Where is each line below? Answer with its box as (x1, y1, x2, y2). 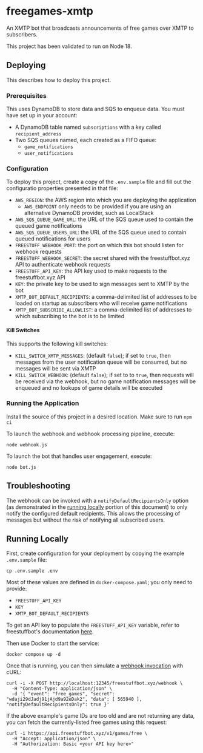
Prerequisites (6, 91, 47, 100)
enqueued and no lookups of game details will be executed (15, 384, 163, 391)
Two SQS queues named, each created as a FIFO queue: (15, 137, 157, 144)
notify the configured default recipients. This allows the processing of (6, 509, 181, 517)
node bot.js (6, 464, 36, 470)
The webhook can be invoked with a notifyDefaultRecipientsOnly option (6, 497, 189, 504)
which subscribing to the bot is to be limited (15, 313, 125, 320)
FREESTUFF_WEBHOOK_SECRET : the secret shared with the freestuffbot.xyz (15, 254, 191, 262)
